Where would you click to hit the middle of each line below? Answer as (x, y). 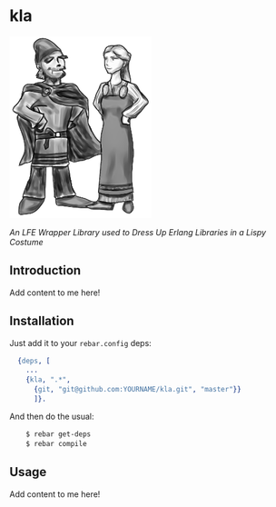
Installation (42, 321)
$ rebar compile (57, 443)
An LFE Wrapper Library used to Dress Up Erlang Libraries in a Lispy (138, 232)
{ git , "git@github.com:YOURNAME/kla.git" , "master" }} (138, 390)
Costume (26, 242)
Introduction (45, 270)
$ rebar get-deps (59, 434)
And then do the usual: (52, 416)
